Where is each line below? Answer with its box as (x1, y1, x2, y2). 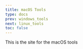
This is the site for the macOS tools (5, 39, 78, 45)
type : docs (5, 12, 28, 17)
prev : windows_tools (5, 16, 49, 21)
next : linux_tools (5, 21, 44, 26)
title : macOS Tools (5, 7, 46, 12)
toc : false (5, 26, 28, 31)
